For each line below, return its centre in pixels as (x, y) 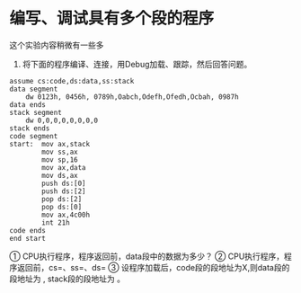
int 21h (56, 222)
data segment (34, 89)
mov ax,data (64, 167)
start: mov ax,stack (50, 144)
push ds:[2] (64, 191)
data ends (28, 104)
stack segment (36, 112)
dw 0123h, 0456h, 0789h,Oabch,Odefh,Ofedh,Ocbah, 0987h (133, 97)
